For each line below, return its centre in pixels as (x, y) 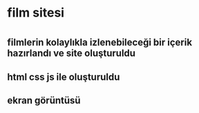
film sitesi (36, 13)
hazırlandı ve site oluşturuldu (72, 53)
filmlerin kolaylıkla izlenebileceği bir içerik (99, 43)
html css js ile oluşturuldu (64, 77)
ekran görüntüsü (44, 101)
